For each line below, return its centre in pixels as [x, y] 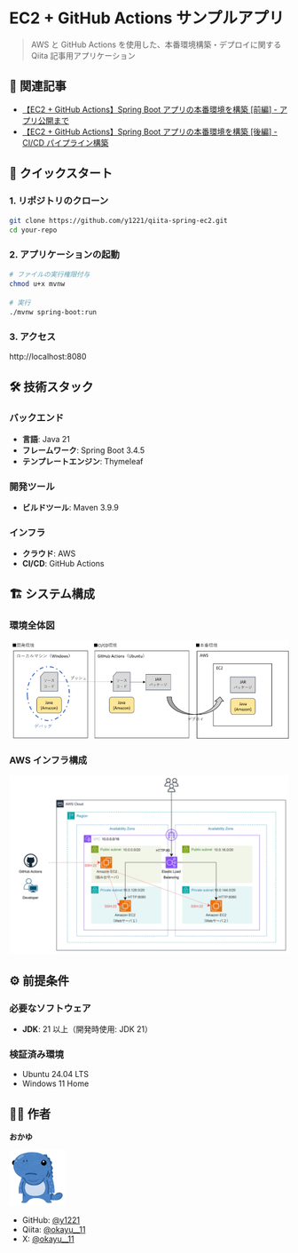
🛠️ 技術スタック [51, 387]
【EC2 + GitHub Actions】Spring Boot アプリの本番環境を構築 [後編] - [149, 131]
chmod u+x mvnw [37, 284]
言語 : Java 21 [46, 439]
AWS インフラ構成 [48, 760]
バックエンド [37, 418]
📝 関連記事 [38, 87]
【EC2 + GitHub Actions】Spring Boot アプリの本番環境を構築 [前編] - [149, 109]
